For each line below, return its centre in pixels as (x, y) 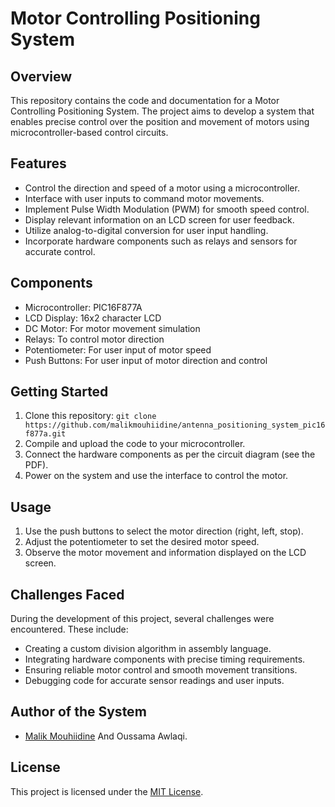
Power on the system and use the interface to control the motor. (156, 476)
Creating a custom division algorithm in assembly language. (148, 649)
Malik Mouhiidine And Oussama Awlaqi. (106, 736)
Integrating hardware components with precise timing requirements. (165, 659)
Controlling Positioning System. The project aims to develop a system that (162, 111)
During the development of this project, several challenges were (142, 619)
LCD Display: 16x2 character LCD (93, 318)
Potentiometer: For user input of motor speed (118, 349)
